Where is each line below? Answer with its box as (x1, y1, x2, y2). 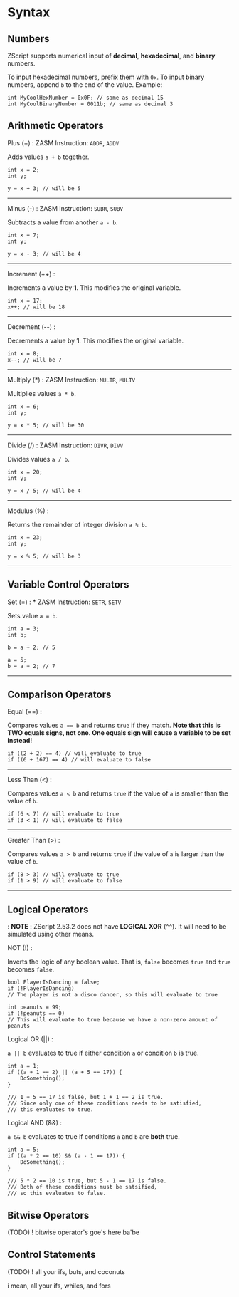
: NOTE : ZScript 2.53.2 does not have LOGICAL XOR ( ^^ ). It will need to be (7, 922, 227, 931)
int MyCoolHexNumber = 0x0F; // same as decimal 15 (7, 94, 164, 101)
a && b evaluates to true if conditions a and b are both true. (7, 1132, 180, 1141)
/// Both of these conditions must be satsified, (7, 1184, 158, 1191)
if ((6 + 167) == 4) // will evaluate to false (7, 756, 152, 764)
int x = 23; (7, 533, 43, 541)
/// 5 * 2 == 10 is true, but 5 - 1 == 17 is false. (7, 1177, 167, 1184)
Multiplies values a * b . (7, 389, 76, 397)
